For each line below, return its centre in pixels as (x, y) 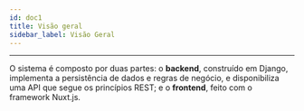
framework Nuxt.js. (45, 97)
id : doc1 (26, 18)
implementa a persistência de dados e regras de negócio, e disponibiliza (144, 79)
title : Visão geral (46, 26)
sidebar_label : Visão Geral (62, 34)
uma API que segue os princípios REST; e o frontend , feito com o (131, 88)
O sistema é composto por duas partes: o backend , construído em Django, (149, 69)
